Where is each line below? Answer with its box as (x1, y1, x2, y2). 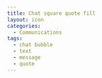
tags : (7, 35, 22, 42)
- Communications (13, 28, 63, 36)
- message (13, 54, 41, 61)
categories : (7, 22, 41, 29)
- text (13, 48, 32, 55)
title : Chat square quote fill (7, 9, 96, 17)
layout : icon (7, 16, 44, 23)
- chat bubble (13, 41, 53, 48)
